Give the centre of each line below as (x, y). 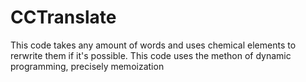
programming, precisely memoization (87, 66)
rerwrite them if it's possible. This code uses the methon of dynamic (151, 55)
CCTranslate (63, 17)
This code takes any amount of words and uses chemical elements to (153, 45)
